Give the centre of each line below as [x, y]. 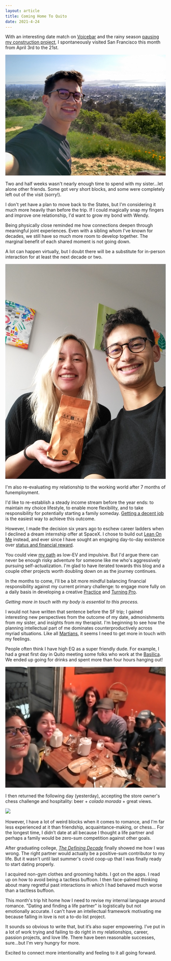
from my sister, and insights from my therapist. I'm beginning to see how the [85, 623]
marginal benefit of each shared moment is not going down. [68, 242]
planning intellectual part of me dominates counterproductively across [79, 628]
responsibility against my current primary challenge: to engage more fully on [85, 587]
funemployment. [22, 493]
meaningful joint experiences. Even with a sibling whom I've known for [79, 231]
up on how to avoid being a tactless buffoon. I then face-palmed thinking [81, 880]
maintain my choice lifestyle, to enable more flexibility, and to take [74, 508]
